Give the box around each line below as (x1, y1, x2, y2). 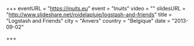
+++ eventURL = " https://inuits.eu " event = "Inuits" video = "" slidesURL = (6, 5, 186, 12)
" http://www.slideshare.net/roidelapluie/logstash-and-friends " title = (6, 11, 172, 18)
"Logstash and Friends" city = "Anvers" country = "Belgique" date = (6, 17, 171, 24)
